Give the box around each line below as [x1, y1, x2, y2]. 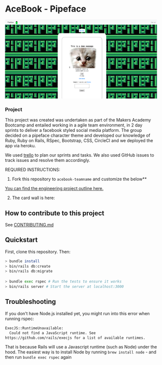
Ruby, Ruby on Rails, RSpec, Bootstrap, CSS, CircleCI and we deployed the [5, 138, 153, 143]
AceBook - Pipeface [5, 3, 86, 15]
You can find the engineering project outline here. [5, 186, 104, 191]
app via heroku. [5, 143, 36, 149]
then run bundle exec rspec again [5, 354, 72, 360]
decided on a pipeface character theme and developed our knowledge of [5, 132, 150, 139]
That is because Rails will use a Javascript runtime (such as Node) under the [5, 344, 157, 349]
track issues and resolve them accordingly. [5, 158, 91, 163]
